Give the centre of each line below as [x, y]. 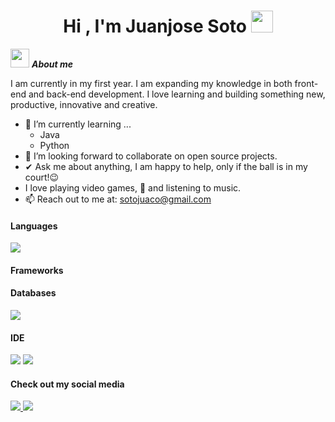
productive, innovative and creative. [84, 104]
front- [306, 83]
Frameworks [37, 270]
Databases [33, 293]
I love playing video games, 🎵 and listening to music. [133, 187]
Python [54, 145]
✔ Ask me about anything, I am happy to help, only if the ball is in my [166, 166]
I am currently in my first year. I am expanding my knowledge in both [151, 83]
